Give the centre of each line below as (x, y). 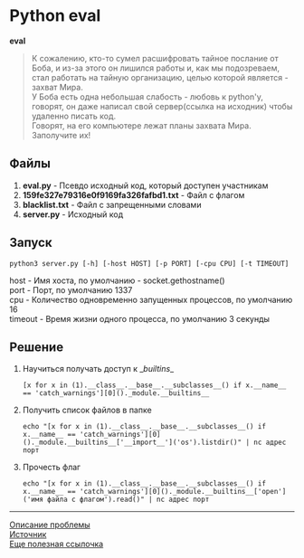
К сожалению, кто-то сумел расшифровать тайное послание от (155, 58)
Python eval (55, 16)
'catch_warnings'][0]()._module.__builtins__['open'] (183, 492)
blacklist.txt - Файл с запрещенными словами (112, 204)
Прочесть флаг (52, 468)
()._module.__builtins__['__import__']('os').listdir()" (132, 443)
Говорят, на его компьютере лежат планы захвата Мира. (141, 125)
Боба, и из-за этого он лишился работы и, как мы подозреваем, (156, 68)
